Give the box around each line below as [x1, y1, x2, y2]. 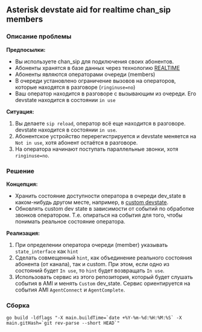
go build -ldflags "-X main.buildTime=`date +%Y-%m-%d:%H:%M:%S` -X [6, 315, 182, 321]
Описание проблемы [6, 33, 72, 41]
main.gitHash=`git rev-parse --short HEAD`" [6, 320, 120, 327]
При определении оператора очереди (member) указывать [14, 241, 168, 248]
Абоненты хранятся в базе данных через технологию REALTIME [14, 64, 180, 71]
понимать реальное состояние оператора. [14, 217, 125, 225]
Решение [6, 167, 35, 175]
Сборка [6, 301, 30, 310]
